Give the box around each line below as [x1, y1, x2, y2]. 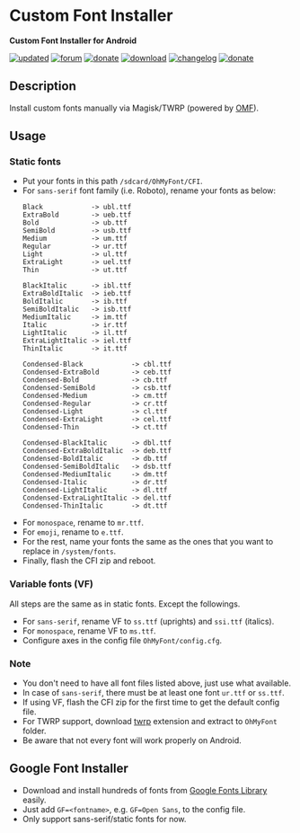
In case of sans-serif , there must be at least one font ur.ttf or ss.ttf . [22, 687, 285, 698]
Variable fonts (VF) [9, 578, 94, 590]
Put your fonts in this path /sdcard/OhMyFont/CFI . [22, 176, 203, 187]
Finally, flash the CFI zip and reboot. [22, 555, 156, 566]
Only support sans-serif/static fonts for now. [22, 813, 187, 824]
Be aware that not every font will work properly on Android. [22, 735, 242, 746]
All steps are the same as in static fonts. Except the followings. [9, 598, 241, 609]
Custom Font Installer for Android [9, 35, 137, 46]
